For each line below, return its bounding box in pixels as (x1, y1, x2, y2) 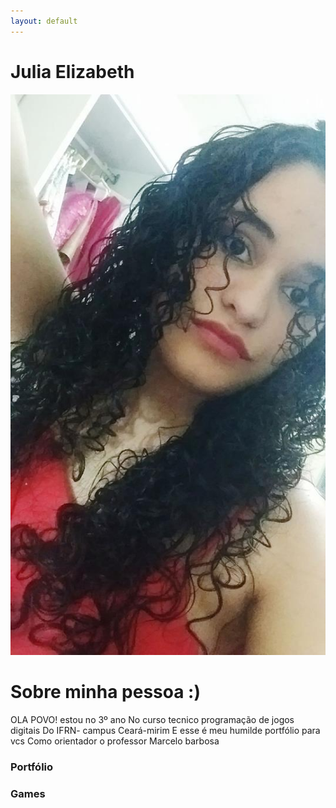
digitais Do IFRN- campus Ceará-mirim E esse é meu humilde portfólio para (10, 725, 321, 737)
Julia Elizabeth (10, 60, 135, 83)
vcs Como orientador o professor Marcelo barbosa (10, 735, 220, 747)
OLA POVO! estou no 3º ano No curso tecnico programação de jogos (10, 714, 295, 726)
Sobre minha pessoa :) (10, 681, 202, 704)
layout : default (10, 16, 78, 26)
